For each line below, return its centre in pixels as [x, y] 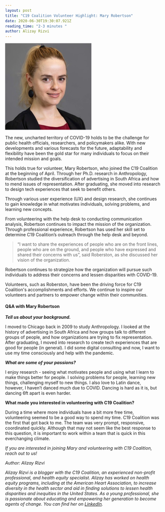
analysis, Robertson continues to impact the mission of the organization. [78, 224]
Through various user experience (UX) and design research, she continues [81, 199]
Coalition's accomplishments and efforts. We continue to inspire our [74, 290]
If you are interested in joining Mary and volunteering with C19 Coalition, [79, 448]
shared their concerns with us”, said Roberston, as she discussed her [87, 255]
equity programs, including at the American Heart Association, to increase [81, 483]
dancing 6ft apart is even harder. [38, 393]
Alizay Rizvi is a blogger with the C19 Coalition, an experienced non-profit [80, 472]
